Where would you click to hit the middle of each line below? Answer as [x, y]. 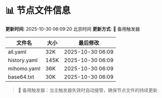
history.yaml [23, 60]
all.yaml [17, 52]
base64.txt [21, 76]
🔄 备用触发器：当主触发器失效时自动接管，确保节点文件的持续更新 [88, 90]
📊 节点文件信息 [38, 11]
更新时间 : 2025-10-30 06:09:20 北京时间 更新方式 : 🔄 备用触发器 [73, 29]
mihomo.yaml [24, 68]
